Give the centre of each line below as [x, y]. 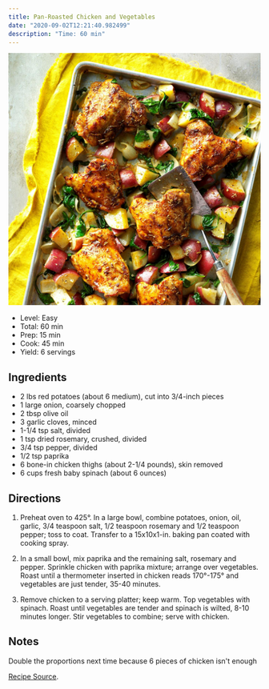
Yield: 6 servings [48, 352]
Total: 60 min [42, 326]
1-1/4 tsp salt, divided [55, 431]
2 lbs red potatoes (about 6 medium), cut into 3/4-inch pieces [122, 397]
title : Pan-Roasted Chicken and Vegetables [82, 17]
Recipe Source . [33, 676]
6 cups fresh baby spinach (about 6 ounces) [93, 473]
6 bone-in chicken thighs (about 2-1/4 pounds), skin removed [121, 465]
